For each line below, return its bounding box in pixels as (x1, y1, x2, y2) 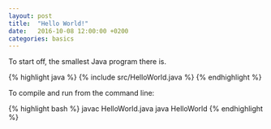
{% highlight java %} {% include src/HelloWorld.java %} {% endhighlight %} (8, 72, 262, 82)
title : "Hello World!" (8, 19, 89, 28)
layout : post (8, 11, 53, 20)
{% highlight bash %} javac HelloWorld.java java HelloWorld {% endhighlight (8, 104, 264, 114)
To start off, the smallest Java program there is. (8, 57, 167, 67)
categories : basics (8, 34, 75, 43)
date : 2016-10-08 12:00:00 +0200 (8, 27, 129, 35)
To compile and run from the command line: (8, 88, 155, 98)
